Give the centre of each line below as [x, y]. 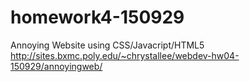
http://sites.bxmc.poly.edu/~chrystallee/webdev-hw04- [125, 55]
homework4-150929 [97, 17]
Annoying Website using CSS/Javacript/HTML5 [107, 45]
